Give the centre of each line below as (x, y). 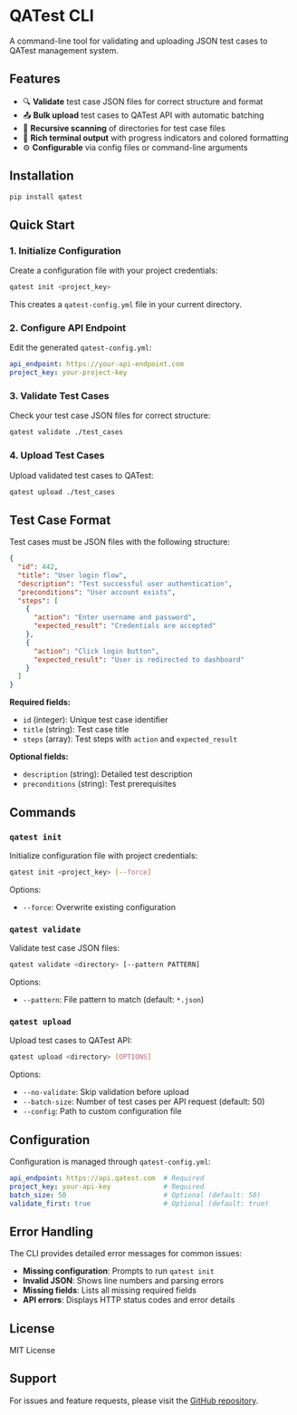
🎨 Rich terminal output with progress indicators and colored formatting (155, 138)
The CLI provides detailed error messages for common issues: (126, 1254)
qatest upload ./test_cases (62, 492)
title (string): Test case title (76, 730)
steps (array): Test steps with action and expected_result (130, 739)
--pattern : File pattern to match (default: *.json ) (113, 999)
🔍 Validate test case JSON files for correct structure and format (143, 102)
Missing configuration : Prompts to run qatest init (118, 1271)
